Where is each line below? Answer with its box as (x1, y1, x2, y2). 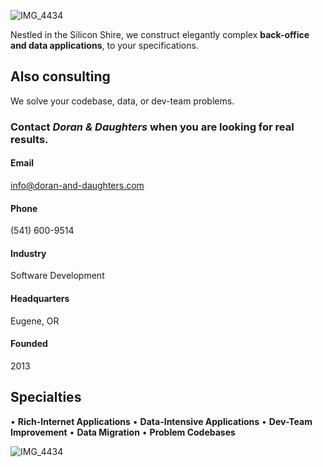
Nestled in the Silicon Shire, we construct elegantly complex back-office (10, 29, 310, 40)
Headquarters (10, 292, 70, 304)
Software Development (10, 270, 105, 282)
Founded (10, 338, 48, 350)
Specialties (10, 389, 82, 406)
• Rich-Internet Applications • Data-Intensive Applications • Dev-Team (10, 415, 313, 427)
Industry (10, 247, 47, 259)
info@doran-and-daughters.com (10, 179, 145, 191)
